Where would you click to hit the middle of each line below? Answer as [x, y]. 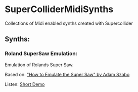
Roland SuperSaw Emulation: [41, 54]
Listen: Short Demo [25, 84]
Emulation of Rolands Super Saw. [39, 65]
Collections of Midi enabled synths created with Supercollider [69, 23]
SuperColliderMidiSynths [59, 9]
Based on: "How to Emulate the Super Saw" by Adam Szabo [67, 74]
